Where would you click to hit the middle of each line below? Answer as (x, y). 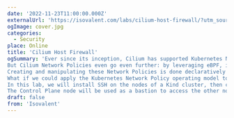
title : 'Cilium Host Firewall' (53, 53)
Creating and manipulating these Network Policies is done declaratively (117, 71)
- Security (29, 40)
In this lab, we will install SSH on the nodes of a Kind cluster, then (115, 85)
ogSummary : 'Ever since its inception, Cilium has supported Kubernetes (115, 59)
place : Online (28, 46)
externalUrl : (26, 20)
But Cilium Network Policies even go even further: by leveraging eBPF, (115, 65)
